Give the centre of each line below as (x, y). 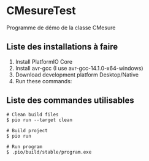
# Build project (27, 130)
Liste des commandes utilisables (71, 101)
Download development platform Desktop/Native (77, 75)
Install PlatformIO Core (44, 61)
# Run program (25, 147)
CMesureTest (41, 11)
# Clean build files (33, 114)
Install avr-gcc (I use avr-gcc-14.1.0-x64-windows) (79, 68)
